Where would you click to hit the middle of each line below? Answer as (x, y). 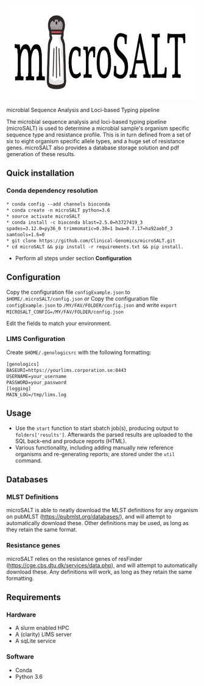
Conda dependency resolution (52, 191)
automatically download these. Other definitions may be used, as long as (97, 523)
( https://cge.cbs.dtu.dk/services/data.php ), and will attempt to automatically (102, 565)
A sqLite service (35, 641)
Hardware (21, 615)
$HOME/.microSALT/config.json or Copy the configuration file (82, 298)
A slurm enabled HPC (42, 628)
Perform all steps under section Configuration (73, 258)
